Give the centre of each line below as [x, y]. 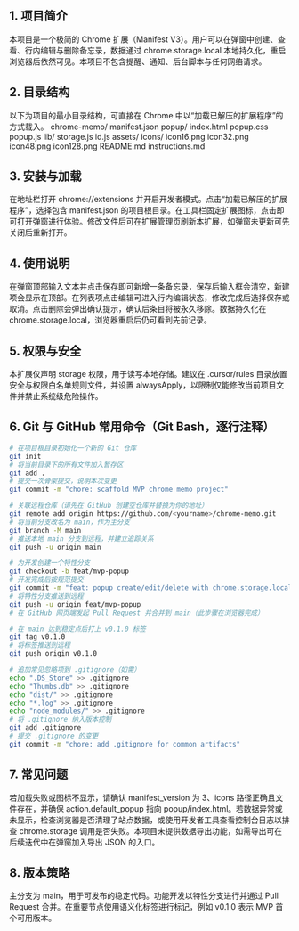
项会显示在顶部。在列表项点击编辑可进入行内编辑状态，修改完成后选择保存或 [149, 298]
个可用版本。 [32, 918]
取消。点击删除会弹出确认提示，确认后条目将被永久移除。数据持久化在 [138, 309]
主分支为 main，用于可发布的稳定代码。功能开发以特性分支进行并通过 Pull [144, 896]
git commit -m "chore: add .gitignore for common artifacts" [125, 744]
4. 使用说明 [40, 263]
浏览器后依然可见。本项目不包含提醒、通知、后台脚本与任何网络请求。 [138, 61]
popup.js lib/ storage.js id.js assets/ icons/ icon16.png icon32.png [129, 136]
